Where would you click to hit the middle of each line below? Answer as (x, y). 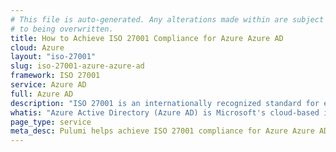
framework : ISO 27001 (55, 76)
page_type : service (51, 122)
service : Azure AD (48, 85)
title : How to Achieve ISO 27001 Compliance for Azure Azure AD (147, 38)
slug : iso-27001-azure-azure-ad (77, 66)
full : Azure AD (42, 94)
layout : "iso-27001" (53, 57)
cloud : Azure (37, 47)
